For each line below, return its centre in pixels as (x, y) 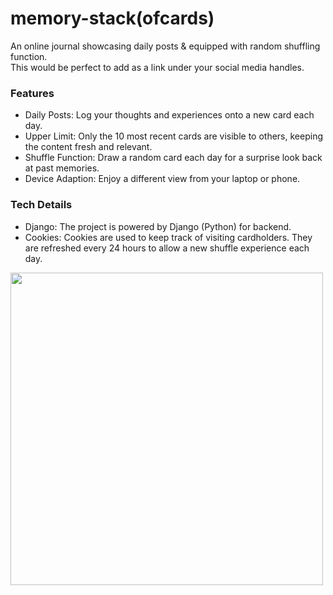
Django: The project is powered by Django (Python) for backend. (158, 226)
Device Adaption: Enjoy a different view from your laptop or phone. (162, 179)
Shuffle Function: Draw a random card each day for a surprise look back (173, 158)
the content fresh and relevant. (88, 147)
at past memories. (62, 168)
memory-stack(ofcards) (112, 18)
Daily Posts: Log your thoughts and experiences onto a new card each (169, 115)
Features (32, 93)
